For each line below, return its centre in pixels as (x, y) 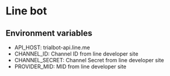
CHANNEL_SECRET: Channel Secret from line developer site (89, 60)
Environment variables (49, 33)
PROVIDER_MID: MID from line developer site (71, 66)
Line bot (27, 11)
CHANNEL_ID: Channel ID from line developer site (76, 54)
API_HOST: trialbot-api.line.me (52, 47)
